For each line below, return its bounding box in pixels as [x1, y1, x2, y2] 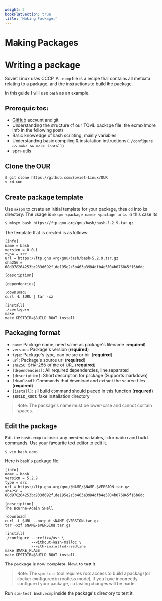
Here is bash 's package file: [5, 458, 60, 464]
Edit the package [5, 422, 57, 430]
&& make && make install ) [12, 143, 64, 149]
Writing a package [5, 59, 81, 71]
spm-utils [12, 148, 32, 154]
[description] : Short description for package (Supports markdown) [12, 373, 148, 379]
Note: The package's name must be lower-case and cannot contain [17, 402, 152, 409]
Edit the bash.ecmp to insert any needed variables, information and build [5, 435, 148, 441]
